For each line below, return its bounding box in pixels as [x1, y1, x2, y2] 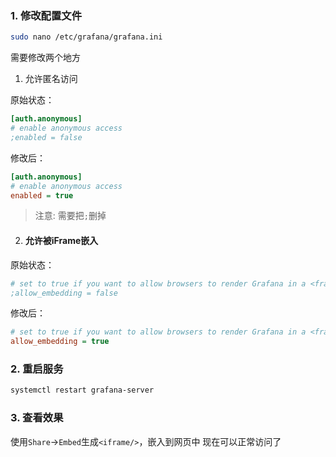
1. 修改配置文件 [10, 8, 83, 22]
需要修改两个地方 [10, 52, 81, 64]
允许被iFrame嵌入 [24, 235, 99, 247]
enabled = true [10, 190, 74, 201]
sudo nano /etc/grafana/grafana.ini [10, 32, 163, 42]
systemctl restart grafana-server [10, 385, 155, 396]
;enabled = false [10, 132, 83, 142]
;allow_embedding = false [10, 288, 118, 298]
